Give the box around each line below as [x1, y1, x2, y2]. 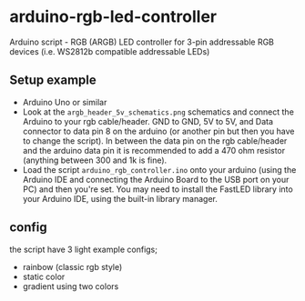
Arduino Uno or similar [22, 96, 107, 107]
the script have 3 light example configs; [9, 244, 158, 255]
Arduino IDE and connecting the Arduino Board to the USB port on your [22, 174, 290, 185]
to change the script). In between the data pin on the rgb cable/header [22, 135, 288, 146]
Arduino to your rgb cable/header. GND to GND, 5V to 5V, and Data [22, 115, 274, 126]
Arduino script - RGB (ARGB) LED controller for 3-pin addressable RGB [9, 36, 275, 47]
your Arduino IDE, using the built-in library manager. [22, 193, 219, 204]
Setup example [9, 73, 97, 88]
